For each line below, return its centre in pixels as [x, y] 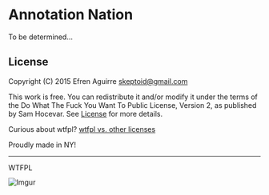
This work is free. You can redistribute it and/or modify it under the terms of [133, 97]
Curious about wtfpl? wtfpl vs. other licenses [82, 129]
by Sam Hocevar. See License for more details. [85, 113]
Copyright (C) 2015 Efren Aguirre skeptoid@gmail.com [98, 81]
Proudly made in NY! [42, 145]
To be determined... [41, 37]
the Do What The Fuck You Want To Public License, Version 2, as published [132, 105]
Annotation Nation [71, 15]
